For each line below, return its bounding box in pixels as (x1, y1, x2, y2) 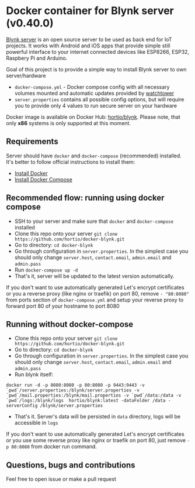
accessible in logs (14, 420, 58, 427)
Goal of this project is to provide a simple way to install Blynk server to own (6, 66, 187, 73)
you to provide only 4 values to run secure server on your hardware (14, 102, 177, 109)
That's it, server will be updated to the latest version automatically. (14, 272, 175, 279)
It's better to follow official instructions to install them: (6, 158, 135, 165)
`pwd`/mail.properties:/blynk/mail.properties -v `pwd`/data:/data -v (6, 393, 182, 398)
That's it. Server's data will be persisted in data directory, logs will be (14, 413, 181, 420)
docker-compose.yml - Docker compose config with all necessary (14, 83, 170, 90)
